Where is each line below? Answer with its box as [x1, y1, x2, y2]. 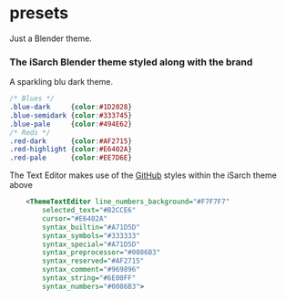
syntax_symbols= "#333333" [42, 231, 141, 240]
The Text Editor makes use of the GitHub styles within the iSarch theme [9, 170, 278, 181]
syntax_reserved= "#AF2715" [42, 256, 145, 266]
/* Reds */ [9, 128, 51, 137]
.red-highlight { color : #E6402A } [9, 145, 132, 154]
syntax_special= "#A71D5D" [42, 240, 141, 249]
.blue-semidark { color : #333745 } [9, 110, 132, 120]
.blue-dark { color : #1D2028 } [9, 103, 132, 112]
